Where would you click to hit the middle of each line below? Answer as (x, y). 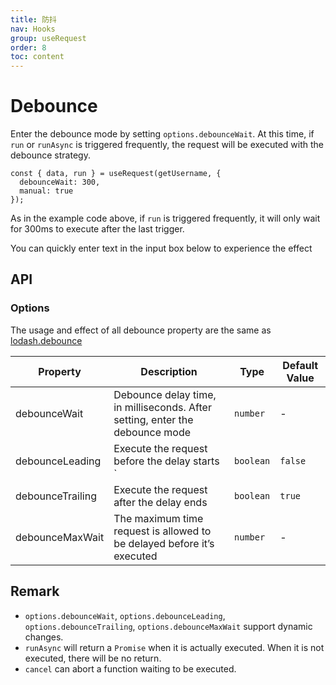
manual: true (46, 191)
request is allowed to (162, 531)
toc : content (37, 57)
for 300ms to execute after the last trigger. (97, 229)
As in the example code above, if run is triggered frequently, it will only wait (165, 218)
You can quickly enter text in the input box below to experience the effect (161, 248)
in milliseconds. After (162, 407)
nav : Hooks (33, 29)
